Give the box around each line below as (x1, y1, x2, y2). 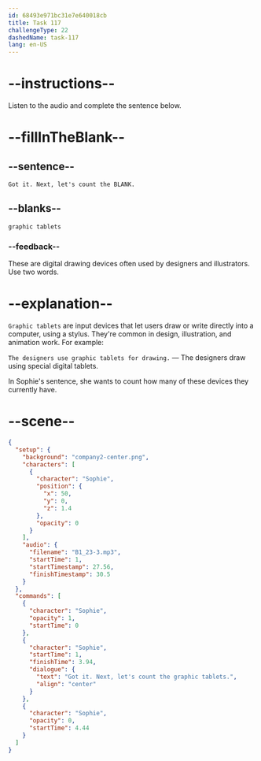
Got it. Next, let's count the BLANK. (8, 180, 135, 189)
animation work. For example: (8, 338, 105, 347)
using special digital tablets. (8, 362, 98, 371)
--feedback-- (8, 241, 61, 252)
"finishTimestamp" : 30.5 (28, 570, 111, 578)
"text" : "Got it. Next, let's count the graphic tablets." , (36, 673, 237, 681)
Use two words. (8, 267, 59, 277)
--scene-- (8, 413, 75, 430)
